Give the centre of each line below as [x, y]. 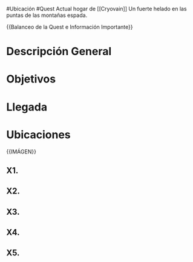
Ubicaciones [38, 134]
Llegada [27, 107]
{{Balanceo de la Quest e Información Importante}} [70, 27]
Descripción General [59, 52]
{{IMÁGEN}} [21, 152]
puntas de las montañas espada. [47, 15]
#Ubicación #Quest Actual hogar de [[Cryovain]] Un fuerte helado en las [97, 9]
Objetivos [31, 79]
